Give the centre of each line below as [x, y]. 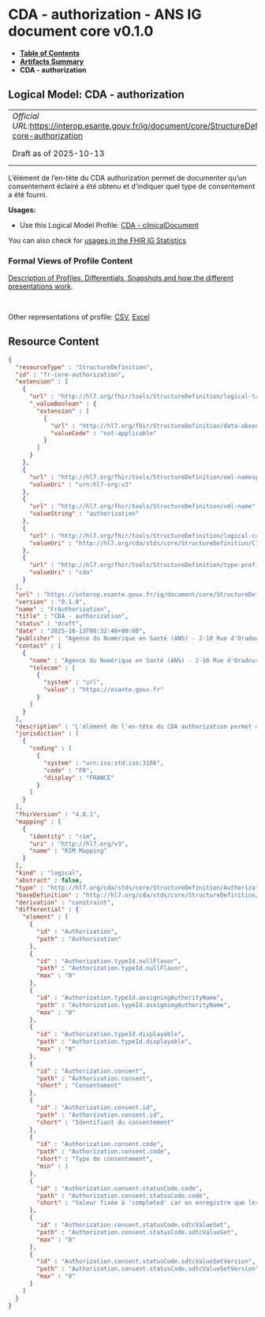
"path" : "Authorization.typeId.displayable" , [114, 1042]
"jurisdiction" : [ [47, 734]
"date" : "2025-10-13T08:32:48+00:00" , [81, 631]
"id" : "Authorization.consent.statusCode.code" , [119, 1188]
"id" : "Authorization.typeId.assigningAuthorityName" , [130, 998]
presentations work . [41, 286]
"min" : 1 [52, 1166]
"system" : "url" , [73, 683]
